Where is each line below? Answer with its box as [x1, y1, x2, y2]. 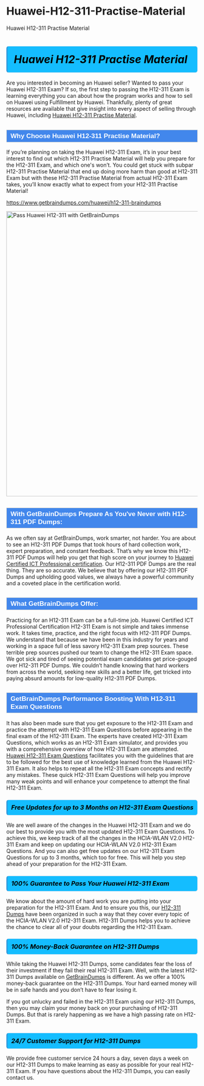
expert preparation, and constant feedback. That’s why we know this [6, 548, 178, 555]
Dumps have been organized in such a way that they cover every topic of [6, 910, 189, 917]
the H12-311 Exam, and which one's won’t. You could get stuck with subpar [6, 161, 194, 169]
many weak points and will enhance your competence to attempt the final [6, 778, 190, 785]
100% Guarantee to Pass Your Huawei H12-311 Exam [11, 879, 170, 888]
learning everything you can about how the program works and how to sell [6, 92, 193, 100]
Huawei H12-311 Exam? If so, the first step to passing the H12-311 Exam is [6, 86, 190, 93]
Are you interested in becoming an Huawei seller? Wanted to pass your [6, 79, 184, 86]
